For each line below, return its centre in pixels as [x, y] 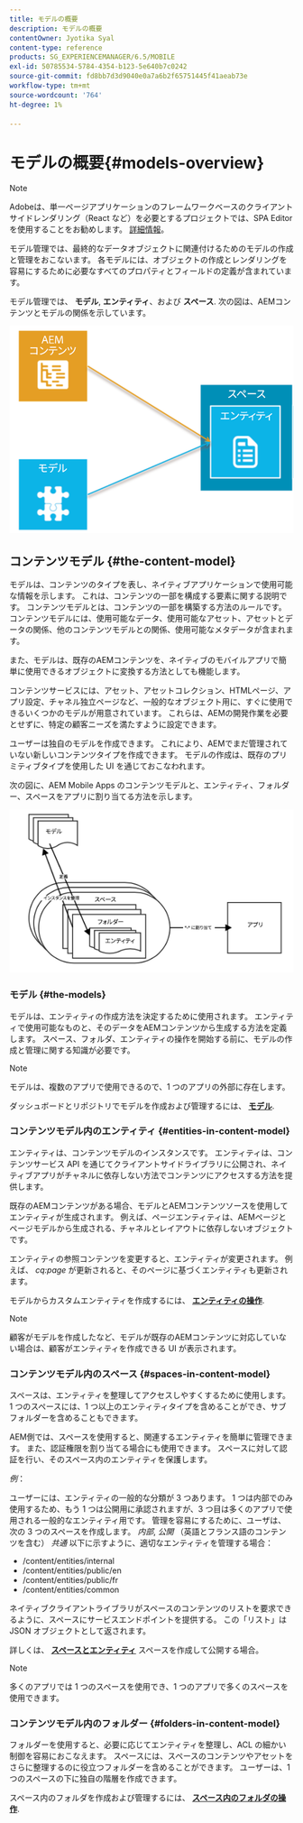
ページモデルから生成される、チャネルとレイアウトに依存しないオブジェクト [151, 1228]
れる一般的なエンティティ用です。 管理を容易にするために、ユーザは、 [156, 1521]
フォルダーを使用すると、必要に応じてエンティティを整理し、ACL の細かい [148, 1745]
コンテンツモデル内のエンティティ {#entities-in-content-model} [150, 1131]
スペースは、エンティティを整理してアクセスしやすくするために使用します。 [150, 1395]
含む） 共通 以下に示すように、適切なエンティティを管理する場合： [149, 1543]
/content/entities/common [71, 1590]
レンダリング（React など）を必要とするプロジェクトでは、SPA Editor [163, 218]
